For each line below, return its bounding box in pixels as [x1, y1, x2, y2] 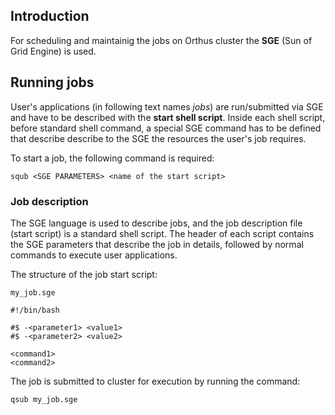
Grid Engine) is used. [10, 45, 97, 57]
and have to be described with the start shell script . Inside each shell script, [10, 111, 326, 123]
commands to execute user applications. [10, 249, 178, 261]
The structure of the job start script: [10, 268, 158, 280]
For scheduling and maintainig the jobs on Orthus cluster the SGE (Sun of [10, 34, 313, 46]
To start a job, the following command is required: [10, 152, 215, 164]
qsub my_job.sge [10, 394, 78, 404]
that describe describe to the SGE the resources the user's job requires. [10, 132, 307, 144]
